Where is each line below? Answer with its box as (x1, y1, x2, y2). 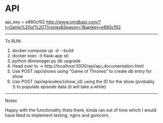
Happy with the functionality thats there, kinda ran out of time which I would (5, 107, 157, 113)
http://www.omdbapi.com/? (46, 19, 101, 25)
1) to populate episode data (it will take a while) (12, 84, 106, 89)
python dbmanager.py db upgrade (12, 58, 81, 64)
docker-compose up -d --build (12, 47, 74, 53)
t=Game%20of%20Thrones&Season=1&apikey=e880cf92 (5, 24, 121, 30)
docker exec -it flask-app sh (12, 53, 69, 58)
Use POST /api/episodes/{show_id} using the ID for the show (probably (12, 78, 155, 84)
